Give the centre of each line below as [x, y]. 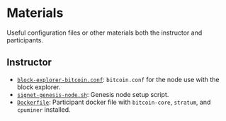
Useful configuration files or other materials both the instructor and [104, 33]
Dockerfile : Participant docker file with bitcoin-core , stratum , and [114, 102]
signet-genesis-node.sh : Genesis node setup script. [93, 94]
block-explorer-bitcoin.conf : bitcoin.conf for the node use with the [118, 79]
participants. [25, 40]
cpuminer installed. [44, 109]
